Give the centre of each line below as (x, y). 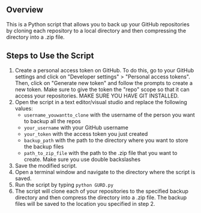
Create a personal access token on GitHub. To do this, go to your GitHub (104, 70)
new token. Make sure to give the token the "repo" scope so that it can (102, 89)
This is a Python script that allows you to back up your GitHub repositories (98, 24)
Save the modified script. (46, 165)
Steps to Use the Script (50, 56)
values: (24, 108)
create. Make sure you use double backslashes (82, 159)
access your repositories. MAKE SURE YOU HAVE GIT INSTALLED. (97, 96)
